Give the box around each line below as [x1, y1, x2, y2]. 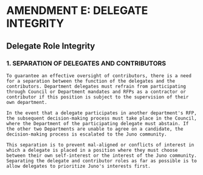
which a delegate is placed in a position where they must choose [6, 147, 178, 153]
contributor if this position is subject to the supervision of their [6, 94, 189, 100]
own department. [6, 99, 47, 105]
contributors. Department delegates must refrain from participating [6, 83, 187, 89]
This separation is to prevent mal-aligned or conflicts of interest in [6, 142, 194, 148]
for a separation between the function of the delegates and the [6, 78, 175, 84]
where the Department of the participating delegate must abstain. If [6, 120, 189, 126]
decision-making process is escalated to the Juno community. [6, 131, 167, 137]
